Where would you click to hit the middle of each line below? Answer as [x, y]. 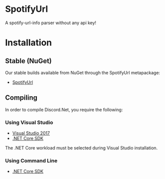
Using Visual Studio [29, 122]
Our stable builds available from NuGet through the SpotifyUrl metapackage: [82, 72]
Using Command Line [31, 160]
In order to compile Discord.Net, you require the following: [64, 109]
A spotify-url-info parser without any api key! [51, 23]
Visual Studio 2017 [31, 133]
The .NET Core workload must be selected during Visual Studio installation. [81, 148]
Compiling [21, 98]
